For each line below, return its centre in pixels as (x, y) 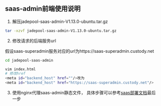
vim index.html (20, 69)
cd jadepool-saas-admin (29, 60)
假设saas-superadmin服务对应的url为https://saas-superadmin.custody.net (80, 51)
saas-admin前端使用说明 (43, 9)
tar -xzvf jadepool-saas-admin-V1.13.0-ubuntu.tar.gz (61, 31)
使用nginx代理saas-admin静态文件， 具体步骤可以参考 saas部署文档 (80, 93)
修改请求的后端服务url (34, 41)
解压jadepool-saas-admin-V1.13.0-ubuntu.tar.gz (60, 21)
